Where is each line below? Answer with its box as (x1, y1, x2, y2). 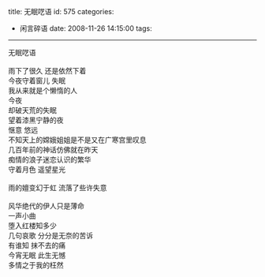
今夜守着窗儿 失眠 (8, 76, 65, 85)
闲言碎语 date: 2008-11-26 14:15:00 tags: (19, 24, 152, 33)
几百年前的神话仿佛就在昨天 (8, 145, 99, 154)
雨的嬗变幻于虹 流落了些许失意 (8, 183, 107, 192)
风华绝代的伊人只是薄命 (8, 201, 84, 211)
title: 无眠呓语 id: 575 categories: (8, 7, 114, 16)
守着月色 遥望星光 (8, 165, 65, 174)
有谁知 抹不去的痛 (8, 241, 65, 250)
